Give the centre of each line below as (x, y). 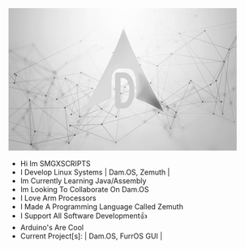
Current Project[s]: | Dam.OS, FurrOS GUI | (91, 236)
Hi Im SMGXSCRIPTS (55, 163)
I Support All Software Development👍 (84, 216)
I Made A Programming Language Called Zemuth (102, 206)
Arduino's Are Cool (52, 228)
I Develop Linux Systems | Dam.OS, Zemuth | (95, 172)
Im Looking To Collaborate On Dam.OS (84, 189)
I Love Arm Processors (58, 198)
